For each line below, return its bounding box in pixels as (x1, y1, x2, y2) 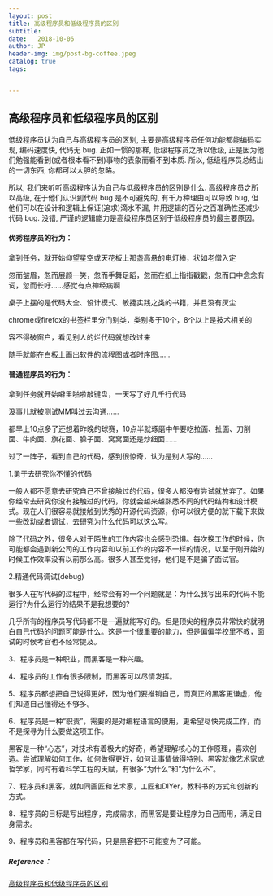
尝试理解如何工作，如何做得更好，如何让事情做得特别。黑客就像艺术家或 (22, 753, 265, 763)
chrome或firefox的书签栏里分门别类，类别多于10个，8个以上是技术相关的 (8, 314, 253, 324)
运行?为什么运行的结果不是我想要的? (8, 599, 130, 608)
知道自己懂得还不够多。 (15, 698, 94, 709)
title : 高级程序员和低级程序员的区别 (8, 20, 119, 28)
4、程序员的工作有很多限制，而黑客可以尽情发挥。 (8, 671, 177, 681)
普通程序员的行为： (8, 370, 73, 380)
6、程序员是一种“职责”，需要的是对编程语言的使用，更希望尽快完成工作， (8, 716, 254, 726)
